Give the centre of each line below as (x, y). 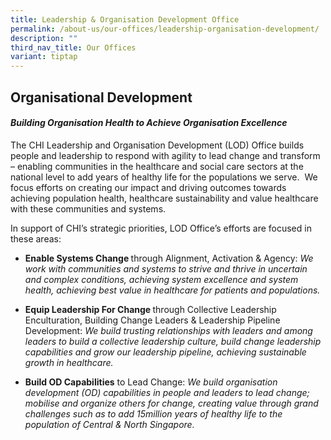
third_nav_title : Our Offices (73, 47)
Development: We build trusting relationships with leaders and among (168, 330)
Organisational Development (101, 97)
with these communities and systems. (88, 208)
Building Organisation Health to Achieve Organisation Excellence (149, 123)
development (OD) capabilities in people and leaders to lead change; (167, 392)
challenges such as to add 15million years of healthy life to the (153, 413)
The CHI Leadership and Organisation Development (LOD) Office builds (157, 145)
